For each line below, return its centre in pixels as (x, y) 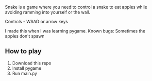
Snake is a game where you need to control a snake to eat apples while (76, 7)
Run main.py (25, 73)
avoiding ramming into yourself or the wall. (48, 12)
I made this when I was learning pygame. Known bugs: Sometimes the (75, 31)
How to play (23, 51)
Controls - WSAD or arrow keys (36, 22)
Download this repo (32, 63)
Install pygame (27, 68)
